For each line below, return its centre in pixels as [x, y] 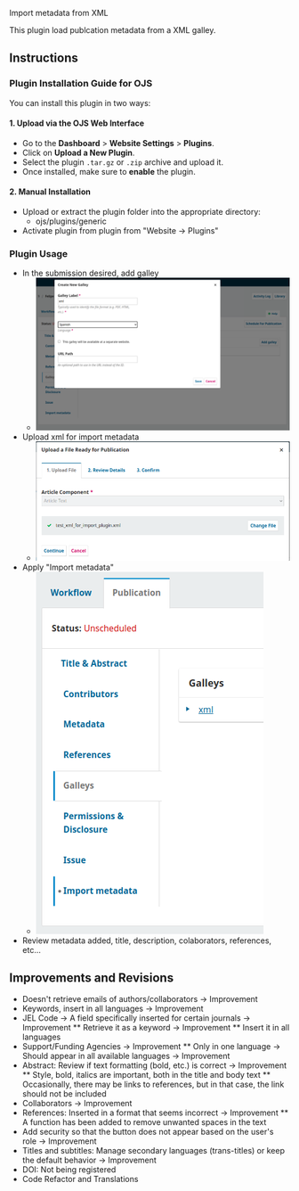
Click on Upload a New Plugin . [78, 152]
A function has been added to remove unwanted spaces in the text [144, 1122]
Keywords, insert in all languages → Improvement [113, 1009]
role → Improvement [59, 1141]
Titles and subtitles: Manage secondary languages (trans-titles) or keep [153, 1151]
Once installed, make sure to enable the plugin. [109, 171]
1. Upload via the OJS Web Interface [77, 123]
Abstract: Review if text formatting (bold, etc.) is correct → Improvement [154, 1065]
